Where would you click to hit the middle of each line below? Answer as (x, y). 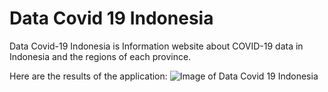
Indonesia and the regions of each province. (100, 56)
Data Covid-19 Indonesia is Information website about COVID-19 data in (156, 46)
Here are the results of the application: (88, 76)
